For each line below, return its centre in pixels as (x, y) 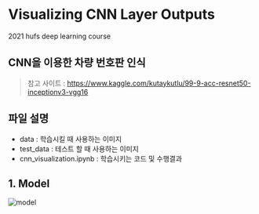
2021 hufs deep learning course (60, 36)
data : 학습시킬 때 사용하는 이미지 (71, 139)
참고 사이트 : (46, 83)
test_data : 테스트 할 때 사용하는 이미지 (79, 149)
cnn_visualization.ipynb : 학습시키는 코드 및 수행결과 (101, 158)
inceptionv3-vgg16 (58, 92)
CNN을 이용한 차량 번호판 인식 (77, 63)
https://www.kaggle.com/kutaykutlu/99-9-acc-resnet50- (159, 83)
